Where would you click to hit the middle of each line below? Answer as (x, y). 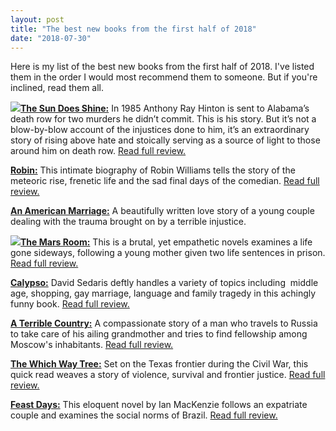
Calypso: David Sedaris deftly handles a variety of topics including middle (164, 283)
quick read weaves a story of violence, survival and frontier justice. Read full (168, 375)
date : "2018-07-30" (51, 38)
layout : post (37, 19)
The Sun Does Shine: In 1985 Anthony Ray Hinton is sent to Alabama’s (165, 108)
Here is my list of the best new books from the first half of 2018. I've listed (162, 67)
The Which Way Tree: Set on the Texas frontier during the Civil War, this (159, 364)
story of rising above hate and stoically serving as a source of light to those (165, 140)
